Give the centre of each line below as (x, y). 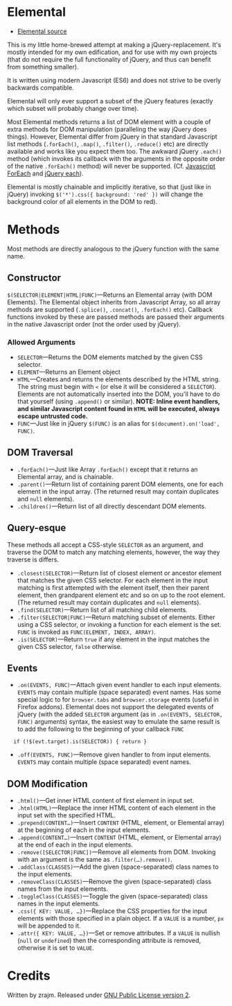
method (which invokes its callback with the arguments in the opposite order (116, 158)
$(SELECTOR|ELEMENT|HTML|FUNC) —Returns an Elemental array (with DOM (110, 295)
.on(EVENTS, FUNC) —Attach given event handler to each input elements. (119, 685)
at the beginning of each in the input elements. (84, 830)
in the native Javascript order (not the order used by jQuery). (94, 324)
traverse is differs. (33, 560)
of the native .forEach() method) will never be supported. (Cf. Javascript (111, 166)
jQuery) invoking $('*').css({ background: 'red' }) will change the (105, 194)
